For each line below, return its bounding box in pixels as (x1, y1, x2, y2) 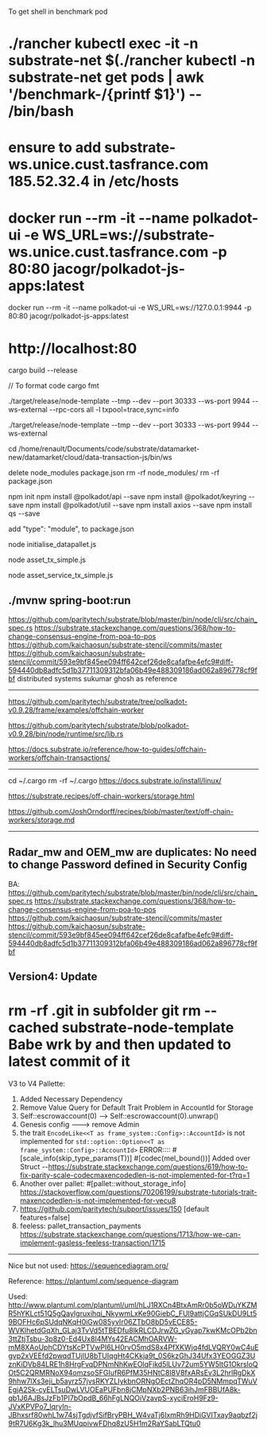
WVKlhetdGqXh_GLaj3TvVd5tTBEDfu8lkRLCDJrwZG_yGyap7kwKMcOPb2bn (8, 1325, 258, 1336)
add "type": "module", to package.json (8, 525, 135, 534)
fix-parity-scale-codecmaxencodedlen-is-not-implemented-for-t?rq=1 (19, 1170, 250, 1180)
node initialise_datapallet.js (8, 540, 97, 549)
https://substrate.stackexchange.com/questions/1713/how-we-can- (19, 1230, 241, 1239)
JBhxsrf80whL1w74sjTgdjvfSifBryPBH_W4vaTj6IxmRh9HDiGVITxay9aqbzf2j (8, 1411, 258, 1420)
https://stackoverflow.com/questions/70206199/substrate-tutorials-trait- (19, 1188, 257, 1197)
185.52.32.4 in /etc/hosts (8, 173, 180, 190)
